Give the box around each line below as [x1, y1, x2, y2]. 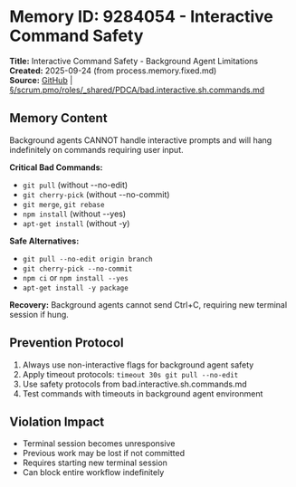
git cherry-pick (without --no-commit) [22, 188, 170, 200]
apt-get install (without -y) [22, 217, 130, 228]
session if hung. [9, 309, 70, 320]
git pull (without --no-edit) [22, 179, 129, 190]
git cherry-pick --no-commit [22, 264, 133, 273]
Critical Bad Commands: [9, 161, 103, 173]
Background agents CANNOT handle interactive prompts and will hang [9, 134, 272, 146]
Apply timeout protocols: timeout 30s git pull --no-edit [22, 368, 239, 379]
